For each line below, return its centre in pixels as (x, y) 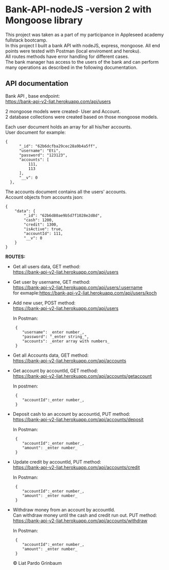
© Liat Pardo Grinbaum (37, 563)
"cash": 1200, (39, 220)
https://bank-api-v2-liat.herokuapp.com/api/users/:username (78, 287)
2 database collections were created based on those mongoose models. (82, 117)
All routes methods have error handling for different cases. (67, 56)
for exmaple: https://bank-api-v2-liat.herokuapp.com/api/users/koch (85, 293)
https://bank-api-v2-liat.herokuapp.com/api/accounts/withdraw (80, 521)
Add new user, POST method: (44, 303)
